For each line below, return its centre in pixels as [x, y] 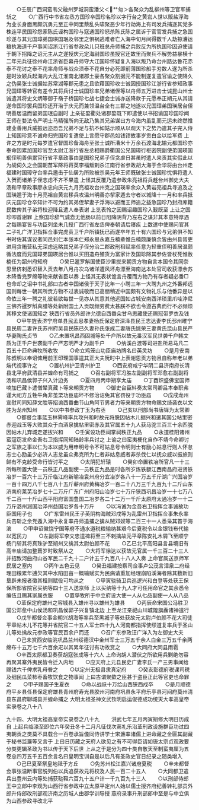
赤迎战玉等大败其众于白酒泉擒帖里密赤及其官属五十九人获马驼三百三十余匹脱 [99, 425]
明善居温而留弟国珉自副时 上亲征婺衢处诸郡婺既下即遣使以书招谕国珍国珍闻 [98, 113]
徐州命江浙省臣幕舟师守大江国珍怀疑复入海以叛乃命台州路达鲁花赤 [112, 61]
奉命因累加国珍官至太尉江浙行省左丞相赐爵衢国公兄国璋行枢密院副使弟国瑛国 [99, 150]
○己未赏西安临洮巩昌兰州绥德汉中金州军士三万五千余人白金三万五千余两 [104, 640]
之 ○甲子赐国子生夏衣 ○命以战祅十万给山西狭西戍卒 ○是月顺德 [99, 684]
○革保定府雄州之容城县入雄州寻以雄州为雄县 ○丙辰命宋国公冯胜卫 [102, 603]
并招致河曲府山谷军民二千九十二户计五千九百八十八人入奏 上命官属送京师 [95, 558]
